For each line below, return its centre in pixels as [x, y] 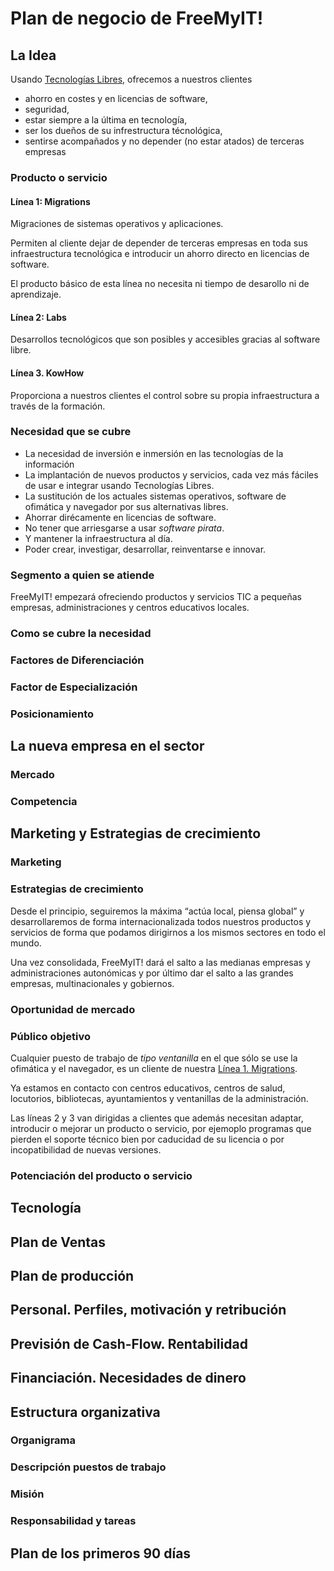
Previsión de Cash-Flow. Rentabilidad [129, 1343]
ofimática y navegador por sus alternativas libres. [126, 506]
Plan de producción [72, 1275]
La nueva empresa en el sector [107, 746]
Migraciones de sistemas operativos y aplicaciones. [117, 224]
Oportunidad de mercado [73, 1009]
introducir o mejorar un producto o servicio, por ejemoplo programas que [161, 1128]
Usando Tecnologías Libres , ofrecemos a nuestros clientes [131, 79]
